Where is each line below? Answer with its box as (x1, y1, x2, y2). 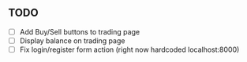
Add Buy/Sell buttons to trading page (19, 27, 140, 36)
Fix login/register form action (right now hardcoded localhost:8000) (19, 45, 240, 54)
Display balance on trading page (19, 35, 125, 46)
